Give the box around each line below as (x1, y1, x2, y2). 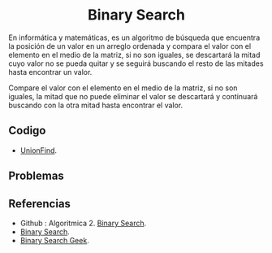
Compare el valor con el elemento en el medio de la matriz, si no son (8, 83, 238, 93)
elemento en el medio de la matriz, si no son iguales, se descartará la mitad (8, 50, 261, 59)
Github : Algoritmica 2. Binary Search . (19, 218, 147, 228)
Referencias (8, 197, 71, 211)
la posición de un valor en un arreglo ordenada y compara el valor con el (8, 41, 252, 50)
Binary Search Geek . (19, 235, 89, 245)
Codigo (8, 124, 46, 137)
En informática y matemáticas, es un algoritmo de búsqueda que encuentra (8, 33, 261, 42)
